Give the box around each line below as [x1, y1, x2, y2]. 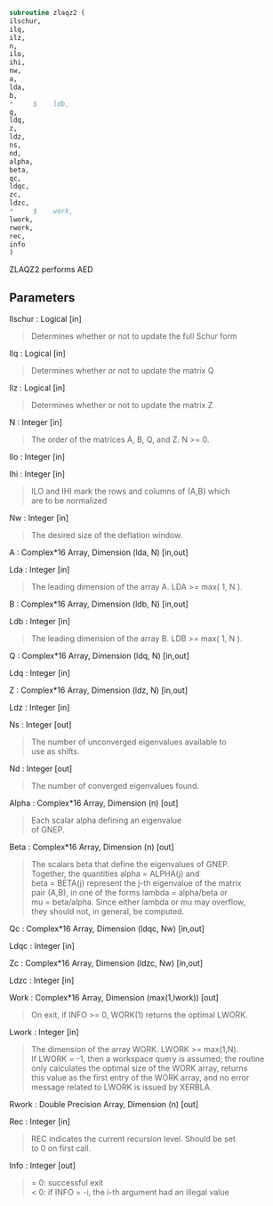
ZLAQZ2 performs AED [9, 264, 93, 275]
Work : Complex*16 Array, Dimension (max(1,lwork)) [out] [9, 993, 220, 1003]
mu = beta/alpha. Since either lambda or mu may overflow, [30, 896, 246, 907]
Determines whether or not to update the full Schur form [30, 331, 237, 342]
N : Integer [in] [9, 417, 62, 428]
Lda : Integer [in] [9, 565, 70, 575]
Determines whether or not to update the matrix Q [30, 366, 214, 376]
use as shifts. [30, 746, 80, 757]
